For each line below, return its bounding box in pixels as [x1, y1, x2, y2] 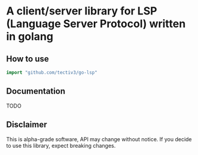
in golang [6, 30, 54, 43]
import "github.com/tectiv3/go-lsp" [6, 70, 98, 76]
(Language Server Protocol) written [6, 17, 186, 31]
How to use [6, 53, 49, 64]
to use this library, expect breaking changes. [6, 142, 116, 149]
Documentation [6, 86, 66, 97]
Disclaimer [6, 120, 47, 130]
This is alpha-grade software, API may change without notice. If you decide [6, 135, 193, 142]
